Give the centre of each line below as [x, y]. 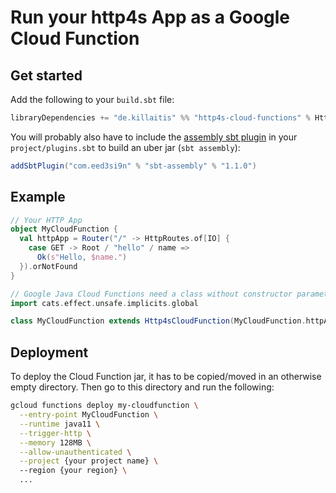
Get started [46, 75]
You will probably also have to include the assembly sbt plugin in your [154, 137]
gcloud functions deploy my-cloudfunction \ [104, 406]
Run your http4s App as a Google [150, 17]
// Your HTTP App [46, 220]
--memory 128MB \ [55, 442]
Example [38, 197]
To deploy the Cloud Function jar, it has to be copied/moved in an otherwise [166, 377]
